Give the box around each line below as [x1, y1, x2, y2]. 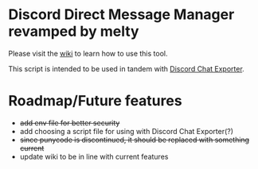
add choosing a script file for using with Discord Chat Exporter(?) [19, 126, 233, 136]
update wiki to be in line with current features [19, 152, 169, 161]
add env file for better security [19, 117, 120, 128]
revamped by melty [8, 22, 139, 40]
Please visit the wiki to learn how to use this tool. [8, 48, 168, 58]
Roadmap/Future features [8, 92, 182, 110]
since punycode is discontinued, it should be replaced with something [19, 135, 249, 144]
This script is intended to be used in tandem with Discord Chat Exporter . [8, 63, 244, 73]
